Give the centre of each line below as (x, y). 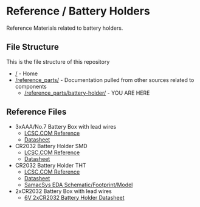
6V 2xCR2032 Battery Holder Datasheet (74, 197)
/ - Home (26, 73)
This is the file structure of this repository (58, 61)
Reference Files (36, 112)
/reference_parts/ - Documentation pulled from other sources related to (105, 80)
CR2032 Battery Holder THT (50, 165)
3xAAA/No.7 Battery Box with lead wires (66, 126)
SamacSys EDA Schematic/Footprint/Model (78, 185)
